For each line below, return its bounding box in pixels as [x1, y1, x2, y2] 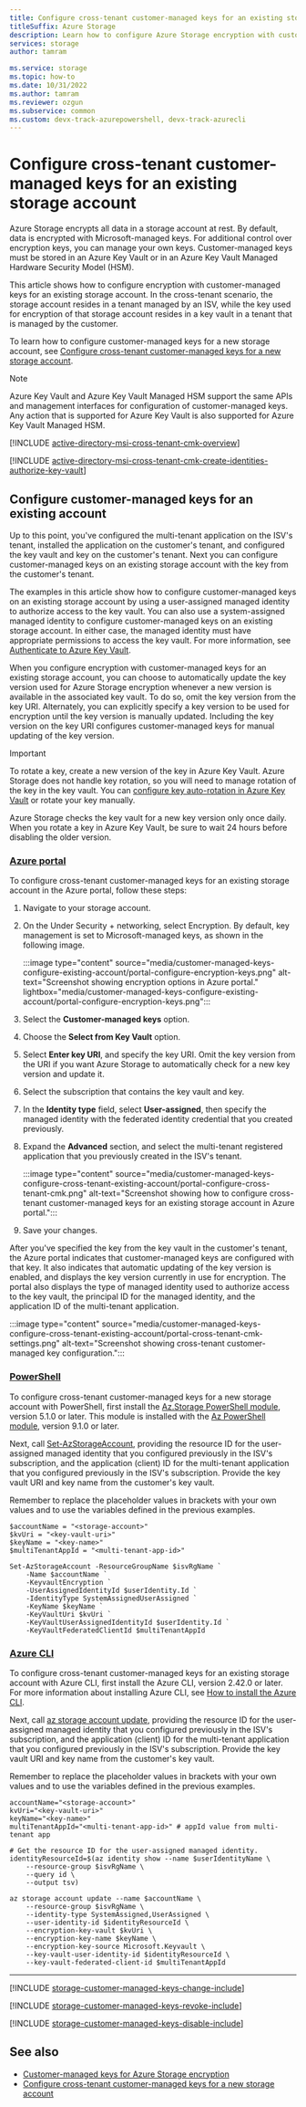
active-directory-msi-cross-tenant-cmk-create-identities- [51, 456, 269, 466]
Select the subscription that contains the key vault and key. [22, 1086, 245, 1097]
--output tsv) [25, 1878, 79, 1887]
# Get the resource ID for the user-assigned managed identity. [9, 1846, 259, 1855]
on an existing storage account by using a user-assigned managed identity [9, 596, 290, 607]
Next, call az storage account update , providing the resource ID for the [9, 1714, 275, 1725]
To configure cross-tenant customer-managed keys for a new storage [9, 1391, 271, 1402]
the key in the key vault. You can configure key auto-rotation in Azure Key [9, 785, 286, 795]
